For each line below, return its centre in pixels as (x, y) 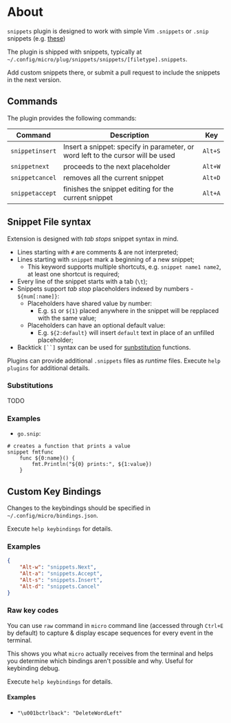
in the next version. (34, 79)
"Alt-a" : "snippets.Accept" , (61, 574)
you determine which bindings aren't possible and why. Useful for (100, 661)
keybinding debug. (34, 668)
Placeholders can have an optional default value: (96, 325)
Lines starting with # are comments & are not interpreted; (98, 252)
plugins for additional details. (49, 368)
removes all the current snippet (113, 178)
